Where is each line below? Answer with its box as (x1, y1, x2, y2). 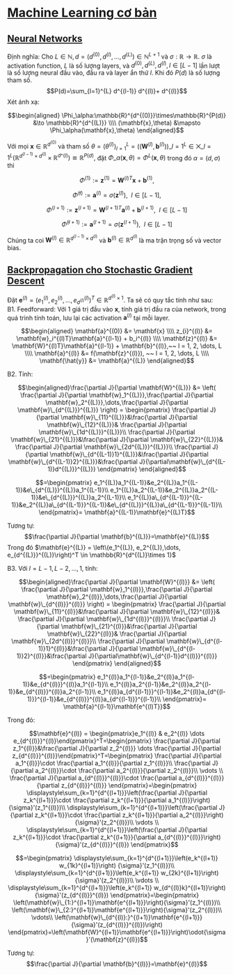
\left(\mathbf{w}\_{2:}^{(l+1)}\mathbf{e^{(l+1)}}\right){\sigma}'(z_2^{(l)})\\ (11, 906, 223, 914)
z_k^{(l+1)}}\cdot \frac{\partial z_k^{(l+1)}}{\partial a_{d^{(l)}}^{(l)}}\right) (13, 833, 221, 841)
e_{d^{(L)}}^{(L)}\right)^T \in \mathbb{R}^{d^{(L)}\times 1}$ (7, 551, 176, 559)
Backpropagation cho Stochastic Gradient (7, 263, 193, 276)
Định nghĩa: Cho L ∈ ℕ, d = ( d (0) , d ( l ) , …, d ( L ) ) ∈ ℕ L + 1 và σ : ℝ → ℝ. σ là (7, 51, 212, 61)
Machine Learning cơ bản (7, 5, 157, 21)
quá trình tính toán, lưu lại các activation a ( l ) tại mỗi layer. (7, 312, 170, 322)
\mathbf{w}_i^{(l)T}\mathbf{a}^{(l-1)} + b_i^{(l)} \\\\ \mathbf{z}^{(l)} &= (16, 335, 218, 343)
